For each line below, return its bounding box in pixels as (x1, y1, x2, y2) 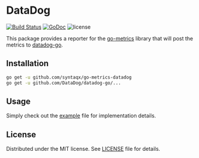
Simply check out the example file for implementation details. (6, 112, 156, 119)
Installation (6, 58, 49, 69)
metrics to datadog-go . (6, 41, 63, 48)
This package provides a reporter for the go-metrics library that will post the (6, 35, 194, 42)
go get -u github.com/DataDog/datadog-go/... (6, 80, 121, 86)
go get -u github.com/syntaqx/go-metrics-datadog (6, 74, 132, 80)
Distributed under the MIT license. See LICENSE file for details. (6, 145, 161, 153)
